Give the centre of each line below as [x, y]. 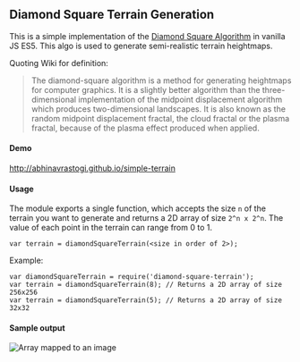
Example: [26, 261]
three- [274, 89]
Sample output [37, 328]
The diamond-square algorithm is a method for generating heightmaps [161, 80]
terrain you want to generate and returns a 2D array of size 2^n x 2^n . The [146, 218]
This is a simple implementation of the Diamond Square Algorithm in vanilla [147, 36]
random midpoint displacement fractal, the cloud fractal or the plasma [160, 118]
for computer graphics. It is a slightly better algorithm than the [146, 89]
